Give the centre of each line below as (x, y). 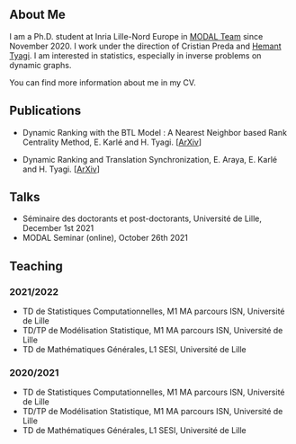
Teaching (36, 266)
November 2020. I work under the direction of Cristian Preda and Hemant (145, 46)
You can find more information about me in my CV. (103, 82)
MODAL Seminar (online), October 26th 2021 (105, 238)
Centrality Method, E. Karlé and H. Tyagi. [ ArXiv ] (112, 142)
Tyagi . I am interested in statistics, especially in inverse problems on (135, 55)
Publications (45, 111)
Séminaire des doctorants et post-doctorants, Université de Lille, (142, 218)
